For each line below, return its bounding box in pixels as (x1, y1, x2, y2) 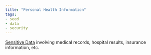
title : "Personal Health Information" (5, 7, 86, 12)
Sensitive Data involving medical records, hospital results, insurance (5, 39, 146, 45)
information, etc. (5, 45, 39, 51)
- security (5, 26, 28, 31)
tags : (5, 12, 17, 17)
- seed (5, 16, 19, 21)
